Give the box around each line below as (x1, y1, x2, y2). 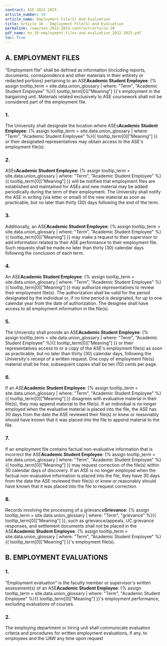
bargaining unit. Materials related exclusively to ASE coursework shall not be (5, 93, 162, 99)
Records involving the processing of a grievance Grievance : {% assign (5, 507, 150, 513)
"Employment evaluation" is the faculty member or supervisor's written (5, 580, 151, 586)
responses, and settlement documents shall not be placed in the (5, 523, 137, 529)
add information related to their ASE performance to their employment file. (5, 239, 158, 245)
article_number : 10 (5, 12, 46, 17)
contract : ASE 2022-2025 (5, 7, 57, 12)
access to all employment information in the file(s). (5, 305, 110, 311)
